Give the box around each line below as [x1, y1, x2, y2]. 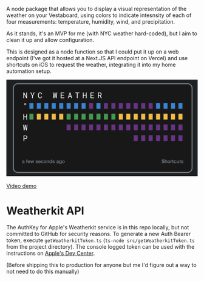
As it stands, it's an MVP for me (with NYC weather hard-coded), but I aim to [6, 30, 197, 37]
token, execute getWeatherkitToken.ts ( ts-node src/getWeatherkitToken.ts [6, 237, 195, 244]
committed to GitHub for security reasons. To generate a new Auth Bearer [6, 231, 191, 238]
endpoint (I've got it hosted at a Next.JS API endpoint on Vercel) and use [6, 55, 188, 61]
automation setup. [6, 68, 52, 75]
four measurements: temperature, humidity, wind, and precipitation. [6, 18, 175, 25]
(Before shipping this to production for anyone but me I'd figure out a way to [6, 262, 197, 269]
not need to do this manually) [6, 268, 80, 276]
